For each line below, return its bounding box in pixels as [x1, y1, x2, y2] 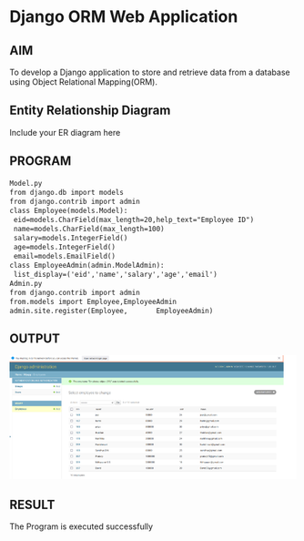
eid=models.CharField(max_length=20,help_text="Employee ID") [13, 215, 255, 224]
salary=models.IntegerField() [13, 233, 128, 242]
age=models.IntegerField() [13, 242, 117, 251]
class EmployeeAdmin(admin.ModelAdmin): [9, 260, 166, 270]
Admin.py [9, 279, 43, 288]
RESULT [9, 496, 56, 512]
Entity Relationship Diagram [9, 103, 171, 118]
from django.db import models [9, 188, 125, 197]
